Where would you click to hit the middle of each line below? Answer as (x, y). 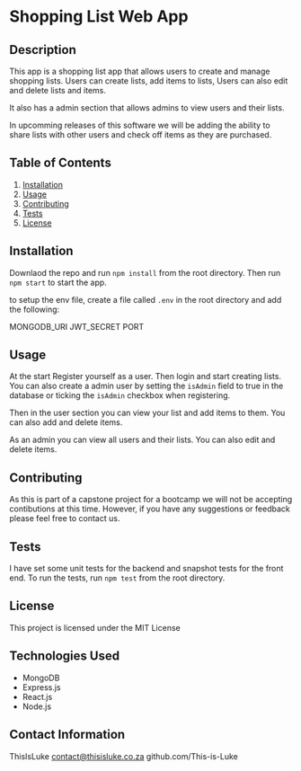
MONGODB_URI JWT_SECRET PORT (77, 326)
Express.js (41, 687)
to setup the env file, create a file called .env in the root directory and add (146, 299)
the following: (35, 309)
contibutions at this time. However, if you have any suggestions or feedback (150, 509)
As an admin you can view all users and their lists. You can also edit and (142, 440)
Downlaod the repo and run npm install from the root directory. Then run (145, 272)
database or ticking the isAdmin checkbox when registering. (120, 395)
